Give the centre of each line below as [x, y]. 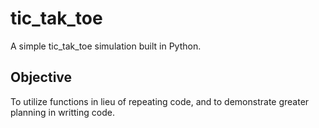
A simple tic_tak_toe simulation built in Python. [106, 46]
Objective [41, 77]
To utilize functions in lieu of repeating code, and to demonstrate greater [160, 101]
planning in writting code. [62, 112]
